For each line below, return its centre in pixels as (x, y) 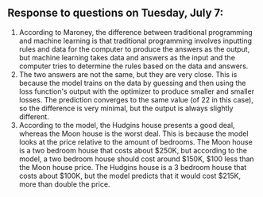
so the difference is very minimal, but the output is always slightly (126, 108)
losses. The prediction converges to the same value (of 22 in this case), (136, 99)
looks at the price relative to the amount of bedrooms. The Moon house (136, 141)
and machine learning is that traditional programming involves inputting (135, 41)
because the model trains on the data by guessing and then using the (132, 83)
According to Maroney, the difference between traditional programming (136, 32)
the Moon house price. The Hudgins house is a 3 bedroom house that (133, 167)
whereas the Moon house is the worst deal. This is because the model (133, 133)
